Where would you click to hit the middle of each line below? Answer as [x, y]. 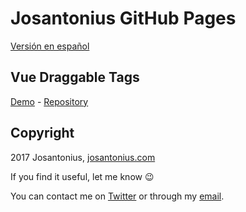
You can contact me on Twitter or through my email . [117, 196]
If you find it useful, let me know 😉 [82, 176]
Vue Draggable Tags [75, 77]
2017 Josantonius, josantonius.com [83, 157]
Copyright [42, 133]
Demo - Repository [49, 101]
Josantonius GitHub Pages [123, 18]
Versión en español [50, 46]
